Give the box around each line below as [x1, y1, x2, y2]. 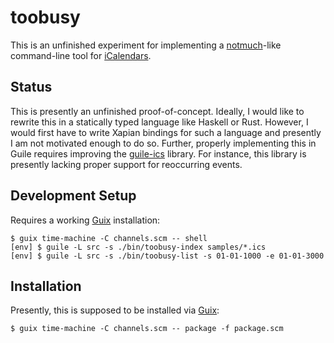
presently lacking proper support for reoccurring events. [10, 158, 243, 170]
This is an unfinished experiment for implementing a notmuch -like [10, 39, 282, 51]
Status [10, 79, 53, 96]
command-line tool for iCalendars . [10, 49, 152, 61]
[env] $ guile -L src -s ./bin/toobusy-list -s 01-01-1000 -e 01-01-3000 [10, 251, 325, 261]
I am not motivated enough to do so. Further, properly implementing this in [10, 137, 317, 149]
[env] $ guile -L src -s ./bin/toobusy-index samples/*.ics [10, 242, 267, 252]
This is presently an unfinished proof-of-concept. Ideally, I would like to [10, 105, 305, 117]
